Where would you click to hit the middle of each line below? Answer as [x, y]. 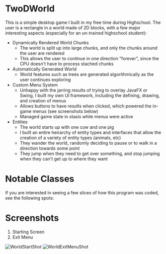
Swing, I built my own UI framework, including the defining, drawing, [90, 95]
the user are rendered [42, 53]
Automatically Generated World [44, 69]
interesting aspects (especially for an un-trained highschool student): [76, 33]
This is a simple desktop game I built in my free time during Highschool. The [83, 22]
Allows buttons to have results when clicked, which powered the [85, 106]
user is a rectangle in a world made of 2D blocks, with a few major [73, 27]
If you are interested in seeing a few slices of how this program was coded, [82, 192]
